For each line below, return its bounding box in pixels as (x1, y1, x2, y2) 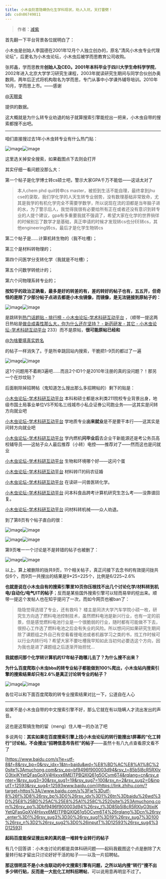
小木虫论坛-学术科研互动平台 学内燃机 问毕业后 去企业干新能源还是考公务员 (5, 435, 156, 441)
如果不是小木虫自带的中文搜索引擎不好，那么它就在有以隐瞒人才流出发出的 (5, 706, 157, 712)
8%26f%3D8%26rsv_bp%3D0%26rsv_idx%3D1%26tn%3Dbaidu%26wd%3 (5, 793, 161, 799)
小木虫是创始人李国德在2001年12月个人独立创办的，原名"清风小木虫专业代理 (5, 47, 160, 53)
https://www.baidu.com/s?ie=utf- (6, 756, 75, 762)
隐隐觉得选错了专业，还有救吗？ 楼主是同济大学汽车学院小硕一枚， (17, 607, 153, 612)
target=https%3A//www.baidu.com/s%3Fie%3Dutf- (5, 788, 111, 794)
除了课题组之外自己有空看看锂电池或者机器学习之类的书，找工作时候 (17, 631, 156, 637)
